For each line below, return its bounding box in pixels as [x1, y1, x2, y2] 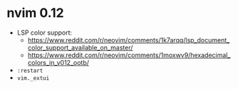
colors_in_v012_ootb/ [27, 58, 90, 66]
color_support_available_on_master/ [27, 43, 133, 52]
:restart [16, 67, 43, 74]
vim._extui [16, 74, 50, 82]
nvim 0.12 [6, 5, 65, 21]
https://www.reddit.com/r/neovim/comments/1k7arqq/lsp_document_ [27, 35, 230, 44]
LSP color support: [16, 28, 73, 37]
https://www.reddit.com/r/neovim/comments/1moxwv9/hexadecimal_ [27, 51, 231, 59]
